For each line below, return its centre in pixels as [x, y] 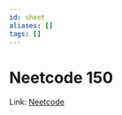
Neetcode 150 [61, 77]
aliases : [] [31, 26]
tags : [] [25, 34]
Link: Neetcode [37, 102]
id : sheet [27, 17]
